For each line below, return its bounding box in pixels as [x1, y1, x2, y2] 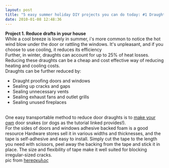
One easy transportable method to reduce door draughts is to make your [5, 115, 156, 121]
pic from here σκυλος [5, 157, 49, 163]
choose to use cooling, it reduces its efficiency [5, 46, 102, 53]
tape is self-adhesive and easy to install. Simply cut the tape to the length [5, 136, 157, 142]
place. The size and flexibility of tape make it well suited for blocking [5, 147, 147, 153]
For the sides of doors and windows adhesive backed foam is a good [5, 125, 148, 131]
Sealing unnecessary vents [12, 89, 69, 95]
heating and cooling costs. [5, 63, 60, 69]
